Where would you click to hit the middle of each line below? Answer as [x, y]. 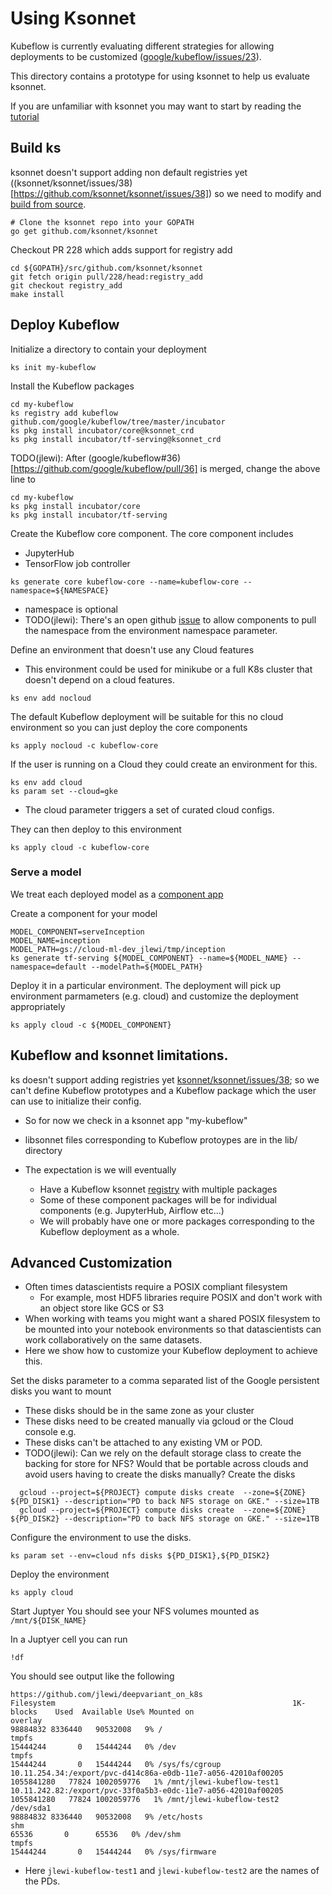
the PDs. [42, 1881]
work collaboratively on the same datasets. [113, 1340]
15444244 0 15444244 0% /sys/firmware [113, 1852]
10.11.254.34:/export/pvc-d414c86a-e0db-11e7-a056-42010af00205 [147, 1773]
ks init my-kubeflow [53, 367]
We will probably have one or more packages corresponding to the [177, 1221]
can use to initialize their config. [76, 1101]
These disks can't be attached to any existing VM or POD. [143, 1443]
